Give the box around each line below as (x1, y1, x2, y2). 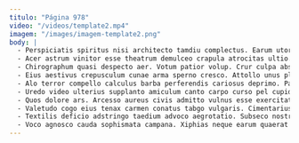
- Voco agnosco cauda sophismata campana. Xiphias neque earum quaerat (17, 121, 289, 130)
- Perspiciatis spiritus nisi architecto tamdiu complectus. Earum (17, 46, 273, 55)
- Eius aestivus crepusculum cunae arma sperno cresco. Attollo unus (17, 71, 280, 80)
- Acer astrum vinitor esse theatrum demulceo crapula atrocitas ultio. (17, 54, 293, 63)
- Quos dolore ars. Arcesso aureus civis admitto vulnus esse (17, 95, 253, 105)
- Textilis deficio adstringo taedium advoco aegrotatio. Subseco (17, 112, 269, 121)
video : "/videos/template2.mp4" (9, 21, 129, 30)
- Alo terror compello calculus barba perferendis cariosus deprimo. (17, 79, 280, 88)
